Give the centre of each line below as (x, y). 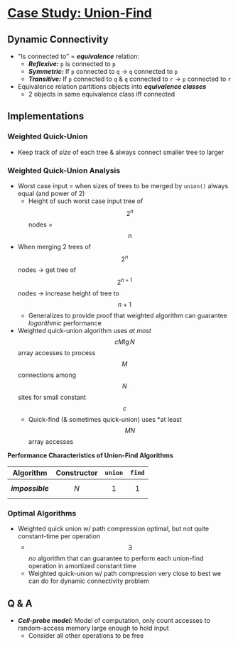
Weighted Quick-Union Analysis (64, 170)
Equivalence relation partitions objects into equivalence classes (112, 86)
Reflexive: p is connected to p (72, 64)
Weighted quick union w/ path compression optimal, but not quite (113, 529)
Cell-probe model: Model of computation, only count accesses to (114, 621)
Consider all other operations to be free (86, 636)
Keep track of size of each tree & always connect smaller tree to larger (121, 152)
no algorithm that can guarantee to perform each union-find (116, 558)
